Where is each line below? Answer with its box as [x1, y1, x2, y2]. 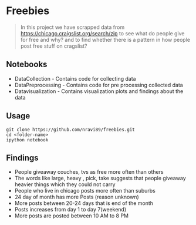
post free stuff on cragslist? [20, 42, 87, 49]
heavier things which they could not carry [14, 181, 116, 188]
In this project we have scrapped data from [20, 24, 125, 31]
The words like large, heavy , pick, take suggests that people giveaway [14, 175, 186, 182]
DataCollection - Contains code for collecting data [14, 75, 136, 82]
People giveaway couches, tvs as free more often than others [14, 168, 164, 176]
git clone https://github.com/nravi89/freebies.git [6, 127, 135, 133]
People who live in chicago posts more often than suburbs [14, 187, 156, 194]
